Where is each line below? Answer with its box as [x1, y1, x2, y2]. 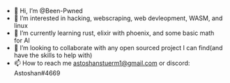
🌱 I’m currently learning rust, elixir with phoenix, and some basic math [13, 29, 215, 37]
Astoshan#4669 [13, 69, 61, 77]
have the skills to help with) [13, 51, 93, 59]
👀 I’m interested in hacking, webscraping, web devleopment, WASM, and [13, 14, 223, 22]
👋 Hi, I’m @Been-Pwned [13, 7, 84, 15]
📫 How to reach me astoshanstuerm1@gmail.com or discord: [13, 59, 190, 67]
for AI [13, 36, 30, 45]
